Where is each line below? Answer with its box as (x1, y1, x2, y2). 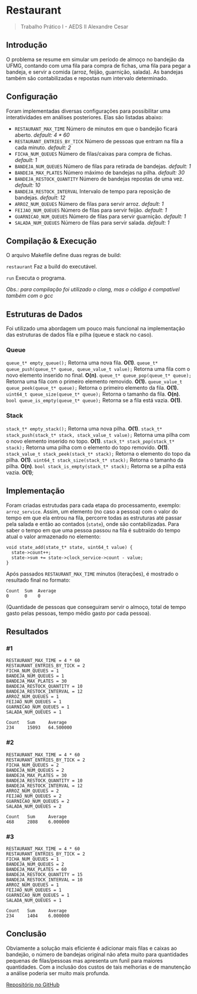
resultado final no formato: (6, 576, 71, 584)
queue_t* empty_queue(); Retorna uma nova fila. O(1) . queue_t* (6, 359, 158, 366)
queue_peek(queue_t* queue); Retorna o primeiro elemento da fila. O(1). (6, 384, 179, 391)
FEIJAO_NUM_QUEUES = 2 (6, 793, 62, 799)
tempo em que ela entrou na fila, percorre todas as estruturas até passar (6, 514, 182, 521)
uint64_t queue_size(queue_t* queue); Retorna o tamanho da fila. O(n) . (6, 390, 181, 398)
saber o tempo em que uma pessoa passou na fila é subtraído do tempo (6, 526, 181, 534)
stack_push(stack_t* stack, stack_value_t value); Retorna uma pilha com (6, 431, 190, 438)
